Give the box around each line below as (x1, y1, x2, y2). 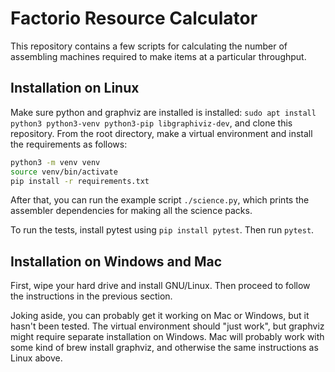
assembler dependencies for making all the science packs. (10, 205, 253, 217)
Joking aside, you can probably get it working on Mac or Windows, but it (10, 310, 310, 322)
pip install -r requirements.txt (10, 176, 150, 186)
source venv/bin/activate (10, 167, 118, 177)
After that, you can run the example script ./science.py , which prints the (10, 194, 310, 206)
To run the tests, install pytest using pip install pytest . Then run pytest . (10, 224, 315, 236)
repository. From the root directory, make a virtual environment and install (10, 127, 313, 139)
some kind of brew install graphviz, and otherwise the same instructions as (10, 342, 319, 354)
